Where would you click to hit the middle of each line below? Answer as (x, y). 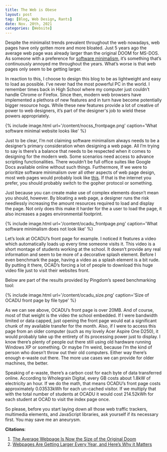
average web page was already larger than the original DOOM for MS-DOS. (82, 53)
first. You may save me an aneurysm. (43, 420)
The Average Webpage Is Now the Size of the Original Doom (74, 439)
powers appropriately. (28, 116)
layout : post (19, 14)
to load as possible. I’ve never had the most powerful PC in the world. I (78, 84)
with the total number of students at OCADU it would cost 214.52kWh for (80, 394)
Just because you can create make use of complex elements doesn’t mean (82, 193)
